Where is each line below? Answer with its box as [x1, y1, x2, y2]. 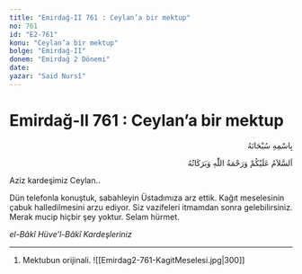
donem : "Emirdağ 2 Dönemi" [9, 55, 111, 64]
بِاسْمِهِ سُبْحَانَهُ [246, 140, 293, 151]
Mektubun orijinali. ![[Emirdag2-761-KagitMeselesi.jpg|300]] [22, 254, 245, 265]
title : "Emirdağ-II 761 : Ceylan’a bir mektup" [9, 13, 191, 22]
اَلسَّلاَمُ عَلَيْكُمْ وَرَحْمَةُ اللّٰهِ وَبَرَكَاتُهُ [187, 157, 293, 168]
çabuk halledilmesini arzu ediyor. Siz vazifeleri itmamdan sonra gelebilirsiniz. [9, 201, 293, 212]
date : [9, 64, 30, 73]
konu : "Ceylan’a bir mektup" [9, 38, 119, 48]
